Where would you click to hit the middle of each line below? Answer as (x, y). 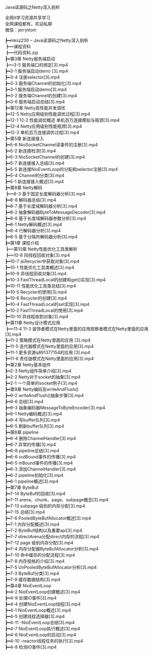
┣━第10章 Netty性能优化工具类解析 (41, 249)
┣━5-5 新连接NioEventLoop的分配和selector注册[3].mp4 (62, 169)
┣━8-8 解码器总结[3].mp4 (31, 200)
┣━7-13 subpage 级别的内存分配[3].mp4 (45, 506)
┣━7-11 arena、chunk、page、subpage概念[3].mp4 (57, 500)
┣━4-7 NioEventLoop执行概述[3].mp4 (43, 628)
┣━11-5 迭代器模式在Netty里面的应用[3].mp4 (49, 346)
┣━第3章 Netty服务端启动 (30, 59)
